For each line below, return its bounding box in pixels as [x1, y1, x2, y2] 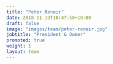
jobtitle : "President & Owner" [6, 32, 86, 38]
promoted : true [6, 37, 45, 43]
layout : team [6, 49, 40, 55]
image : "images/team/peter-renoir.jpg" [6, 26, 108, 32]
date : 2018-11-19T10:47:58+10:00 [6, 15, 92, 21]
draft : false [6, 20, 40, 26]
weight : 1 [6, 43, 32, 49]
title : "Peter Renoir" [6, 9, 64, 15]
